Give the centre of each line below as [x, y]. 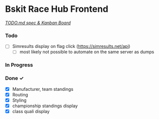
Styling [19, 100]
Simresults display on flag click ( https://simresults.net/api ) [71, 46]
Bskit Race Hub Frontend [57, 9]
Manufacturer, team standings [43, 89]
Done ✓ [15, 79]
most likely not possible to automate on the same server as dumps [87, 52]
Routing [20, 94]
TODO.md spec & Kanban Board [38, 23]
